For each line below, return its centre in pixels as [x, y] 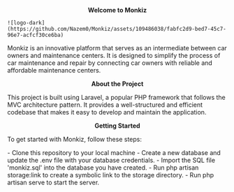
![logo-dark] [26, 23]
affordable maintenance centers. [54, 70]
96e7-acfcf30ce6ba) [36, 35]
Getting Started [117, 126]
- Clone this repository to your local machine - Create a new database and [114, 153]
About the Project [117, 84]
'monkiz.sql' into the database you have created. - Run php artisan [103, 168]
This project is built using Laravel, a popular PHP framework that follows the [116, 97]
